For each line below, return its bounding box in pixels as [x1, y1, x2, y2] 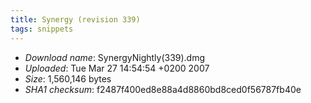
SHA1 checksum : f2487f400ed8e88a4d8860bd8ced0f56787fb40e [24, 83, 302, 95]
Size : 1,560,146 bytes [24, 72, 112, 85]
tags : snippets [10, 24, 74, 34]
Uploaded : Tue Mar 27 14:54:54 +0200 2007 [24, 62, 210, 74]
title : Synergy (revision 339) [10, 14, 141, 25]
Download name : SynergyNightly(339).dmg [24, 51, 206, 63]
